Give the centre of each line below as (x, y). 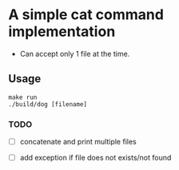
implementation (62, 32)
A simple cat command (86, 15)
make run (23, 97)
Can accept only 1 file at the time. (75, 53)
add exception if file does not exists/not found (95, 158)
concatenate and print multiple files (78, 142)
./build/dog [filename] (48, 104)
